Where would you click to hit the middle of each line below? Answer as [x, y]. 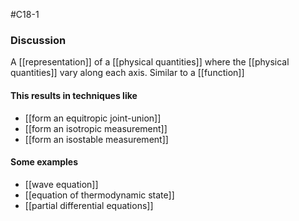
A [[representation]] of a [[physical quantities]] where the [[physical [150, 62]
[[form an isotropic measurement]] [96, 128]
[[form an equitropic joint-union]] [93, 118]
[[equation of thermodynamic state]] [99, 195]
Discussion [38, 40]
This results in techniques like [74, 95]
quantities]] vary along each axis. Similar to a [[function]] [127, 73]
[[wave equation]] [61, 184]
